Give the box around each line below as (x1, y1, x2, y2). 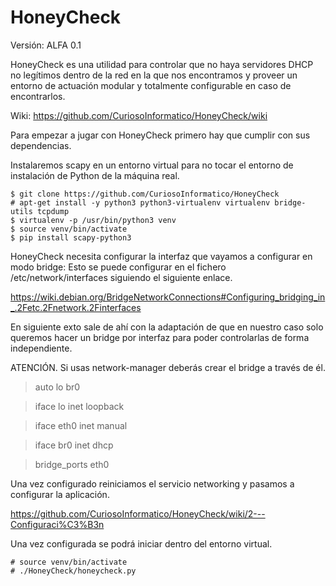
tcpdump (36, 206, 70, 216)
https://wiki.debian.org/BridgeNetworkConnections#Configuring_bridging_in (10, 291, 326, 303)
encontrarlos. (10, 90, 66, 102)
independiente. (10, 342, 73, 354)
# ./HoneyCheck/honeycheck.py (10, 566, 137, 576)
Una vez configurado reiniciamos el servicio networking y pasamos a (10, 477, 295, 490)
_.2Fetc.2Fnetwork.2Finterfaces (10, 301, 142, 313)
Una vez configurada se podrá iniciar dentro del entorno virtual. (10, 537, 273, 550)
